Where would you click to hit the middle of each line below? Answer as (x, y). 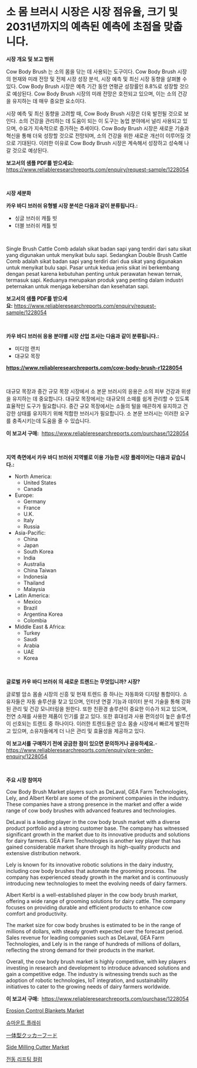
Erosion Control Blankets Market (45, 1010)
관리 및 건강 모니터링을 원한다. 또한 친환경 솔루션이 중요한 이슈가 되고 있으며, (100, 708)
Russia (31, 526)
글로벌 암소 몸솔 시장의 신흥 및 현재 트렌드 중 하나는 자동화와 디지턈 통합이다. (94, 694)
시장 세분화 (19, 193)
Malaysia (34, 589)
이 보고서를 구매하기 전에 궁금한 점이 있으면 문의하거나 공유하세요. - (82, 743)
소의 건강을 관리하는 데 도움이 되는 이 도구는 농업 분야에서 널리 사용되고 (100, 121)
